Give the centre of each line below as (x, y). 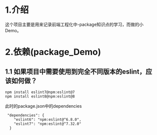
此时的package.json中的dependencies (44, 106)
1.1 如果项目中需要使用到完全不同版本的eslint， (75, 71)
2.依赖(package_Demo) (53, 52)
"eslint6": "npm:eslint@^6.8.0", (48, 119)
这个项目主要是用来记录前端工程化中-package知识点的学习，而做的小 (74, 24)
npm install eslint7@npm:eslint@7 (40, 92)
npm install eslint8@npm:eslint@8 (40, 96)
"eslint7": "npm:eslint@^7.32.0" (48, 124)
